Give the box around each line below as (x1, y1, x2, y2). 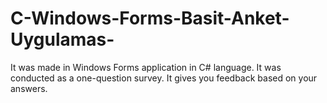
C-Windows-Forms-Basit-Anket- (10, 7, 290, 30)
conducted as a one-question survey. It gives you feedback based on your (10, 72, 318, 84)
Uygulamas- (10, 28, 115, 51)
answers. (10, 82, 48, 94)
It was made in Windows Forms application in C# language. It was (10, 61, 282, 73)
